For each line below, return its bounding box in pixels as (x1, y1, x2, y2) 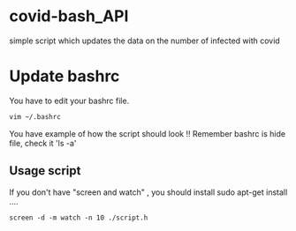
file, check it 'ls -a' (9, 138, 77, 148)
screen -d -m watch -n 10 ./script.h (9, 213, 148, 222)
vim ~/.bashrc (9, 112, 62, 121)
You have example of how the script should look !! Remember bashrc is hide (9, 128, 285, 138)
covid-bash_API (9, 6, 129, 26)
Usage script (9, 163, 81, 178)
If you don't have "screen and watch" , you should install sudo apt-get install (9, 187, 288, 197)
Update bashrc (9, 66, 120, 86)
